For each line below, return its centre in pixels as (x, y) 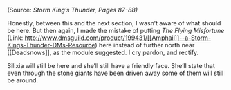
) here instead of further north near (145, 45)
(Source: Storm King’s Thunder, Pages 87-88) (73, 10)
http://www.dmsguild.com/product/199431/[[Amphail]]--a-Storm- (118, 38)
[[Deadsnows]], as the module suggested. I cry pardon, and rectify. (103, 52)
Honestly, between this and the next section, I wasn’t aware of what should (114, 23)
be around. (23, 80)
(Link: (15, 38)
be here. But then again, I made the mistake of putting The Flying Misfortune (116, 31)
